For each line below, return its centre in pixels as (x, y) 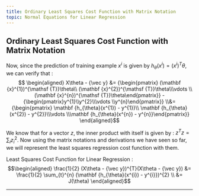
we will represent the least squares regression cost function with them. (93, 147)
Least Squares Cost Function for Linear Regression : (70, 159)
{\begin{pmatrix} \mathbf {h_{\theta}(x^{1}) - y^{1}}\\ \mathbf (86, 108)
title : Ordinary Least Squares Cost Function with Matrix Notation (91, 12)
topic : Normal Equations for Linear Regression (66, 17)
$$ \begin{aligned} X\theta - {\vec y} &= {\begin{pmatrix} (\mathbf (99, 82)
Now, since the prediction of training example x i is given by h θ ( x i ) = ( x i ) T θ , (97, 66)
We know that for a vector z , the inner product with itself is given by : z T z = (98, 132)
